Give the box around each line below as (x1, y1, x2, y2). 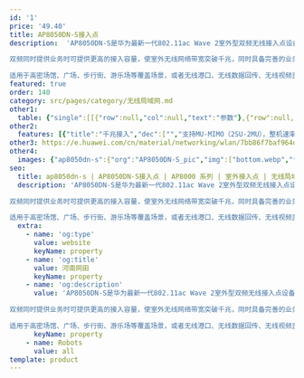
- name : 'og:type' (25, 230, 95, 240)
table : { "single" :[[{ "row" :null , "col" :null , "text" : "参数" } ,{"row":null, (17, 113, 295, 122)
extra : (17, 222, 43, 231)
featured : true (9, 80, 67, 89)
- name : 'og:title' (25, 255, 100, 264)
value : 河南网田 (33, 263, 90, 272)
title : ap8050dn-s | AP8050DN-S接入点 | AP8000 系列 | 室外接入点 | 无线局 (17, 172, 292, 181)
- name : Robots (25, 338, 83, 347)
